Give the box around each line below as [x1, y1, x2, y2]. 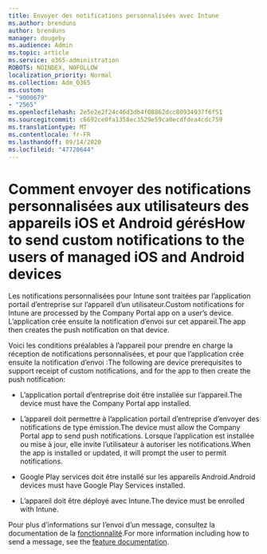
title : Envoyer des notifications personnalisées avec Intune [8, 11, 219, 20]
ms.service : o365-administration [8, 57, 120, 65]
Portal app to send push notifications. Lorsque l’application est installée [19, 431, 255, 440]
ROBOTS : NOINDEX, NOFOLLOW [8, 64, 98, 72]
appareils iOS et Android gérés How [8, 213, 245, 232]
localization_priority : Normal [8, 71, 112, 79]
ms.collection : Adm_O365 [8, 78, 91, 86]
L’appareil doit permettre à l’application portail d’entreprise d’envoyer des [19, 414, 260, 424]
